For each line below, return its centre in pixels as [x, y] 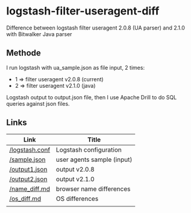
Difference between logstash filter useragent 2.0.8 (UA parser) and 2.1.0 [96, 28]
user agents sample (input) [94, 159]
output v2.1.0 [75, 179]
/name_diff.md [30, 189]
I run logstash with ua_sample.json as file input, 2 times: [76, 67]
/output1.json [28, 169]
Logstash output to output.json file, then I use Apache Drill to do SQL [92, 97]
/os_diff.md [25, 199]
